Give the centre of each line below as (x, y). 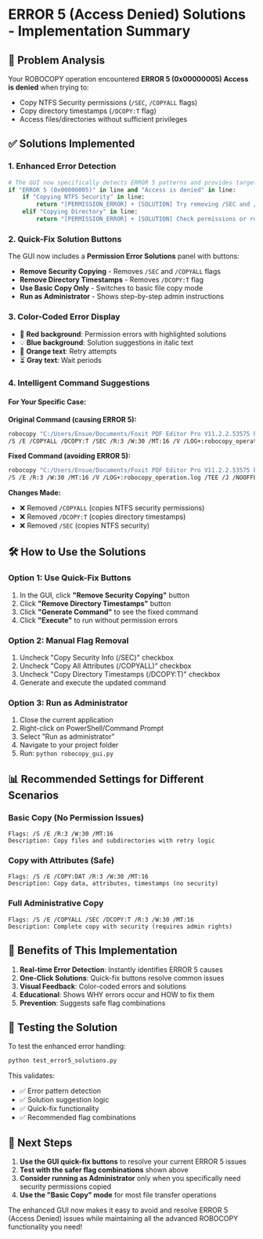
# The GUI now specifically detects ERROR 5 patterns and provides (121, 182)
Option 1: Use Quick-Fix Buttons (70, 578)
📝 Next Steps (40, 1143)
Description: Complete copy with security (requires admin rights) (121, 927)
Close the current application (66, 720)
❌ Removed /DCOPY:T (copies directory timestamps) (103, 517)
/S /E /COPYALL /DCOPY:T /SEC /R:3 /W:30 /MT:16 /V (94, 441)
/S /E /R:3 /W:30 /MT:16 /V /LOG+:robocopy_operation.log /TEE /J (119, 478)
